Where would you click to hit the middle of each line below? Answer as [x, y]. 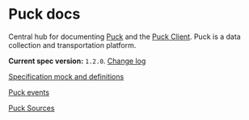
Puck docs [44, 14]
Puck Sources [32, 108]
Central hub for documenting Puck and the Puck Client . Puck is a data [124, 36]
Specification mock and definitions [66, 76]
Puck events [29, 92]
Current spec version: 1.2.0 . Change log [77, 61]
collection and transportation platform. [72, 45]
